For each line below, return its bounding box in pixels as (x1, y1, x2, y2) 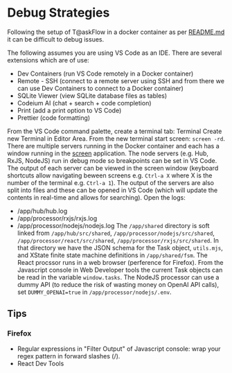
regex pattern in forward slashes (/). (17, 352, 121, 360)
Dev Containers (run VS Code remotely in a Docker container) (17, 69, 194, 78)
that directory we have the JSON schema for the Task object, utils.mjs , (17, 243, 224, 252)
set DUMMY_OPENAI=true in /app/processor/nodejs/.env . (17, 288, 172, 296)
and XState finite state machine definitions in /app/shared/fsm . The (17, 251, 208, 259)
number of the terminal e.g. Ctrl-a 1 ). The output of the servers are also (7, 178, 215, 186)
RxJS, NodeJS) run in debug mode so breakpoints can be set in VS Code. (7, 156, 217, 164)
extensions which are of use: (7, 55, 90, 64)
